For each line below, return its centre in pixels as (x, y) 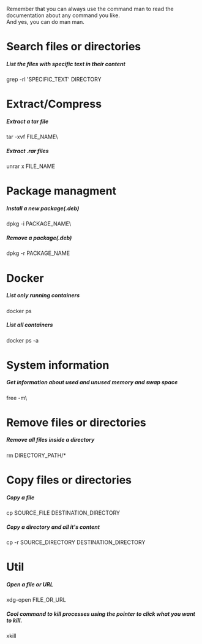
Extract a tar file (28, 121)
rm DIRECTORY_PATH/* (36, 455)
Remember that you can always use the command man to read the (90, 9)
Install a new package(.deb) (43, 208)
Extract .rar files (28, 151)
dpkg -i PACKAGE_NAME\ (39, 224)
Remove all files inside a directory (50, 440)
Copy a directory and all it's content (53, 527)
